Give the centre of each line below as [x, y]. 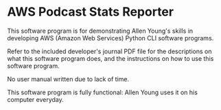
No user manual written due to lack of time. [68, 79]
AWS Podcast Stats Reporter [90, 12]
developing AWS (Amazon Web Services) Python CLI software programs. [110, 38]
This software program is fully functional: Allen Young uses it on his [102, 92]
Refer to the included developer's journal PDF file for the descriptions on [109, 51]
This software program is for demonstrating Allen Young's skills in [100, 31]
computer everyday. [35, 99]
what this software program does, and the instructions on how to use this [110, 58]
